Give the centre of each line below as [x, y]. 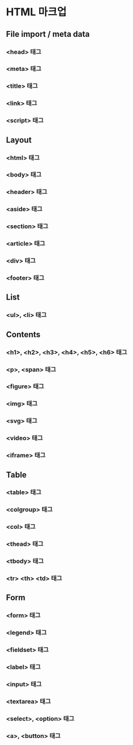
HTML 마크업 [36, 12]
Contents [23, 334]
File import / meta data [48, 34]
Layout [19, 140]
